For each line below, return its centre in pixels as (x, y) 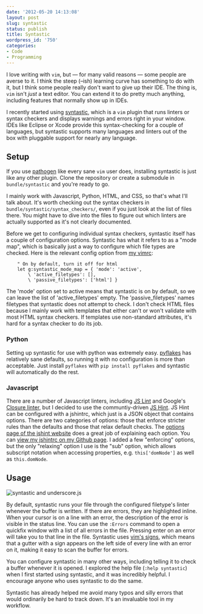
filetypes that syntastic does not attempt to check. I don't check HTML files (100, 304)
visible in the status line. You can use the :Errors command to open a (93, 524)
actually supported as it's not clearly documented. (69, 222)
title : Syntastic (28, 35)
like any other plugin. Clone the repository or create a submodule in (90, 178)
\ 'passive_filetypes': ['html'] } (73, 280)
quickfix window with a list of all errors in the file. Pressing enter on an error (101, 530)
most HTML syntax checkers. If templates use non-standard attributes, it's (99, 317)
